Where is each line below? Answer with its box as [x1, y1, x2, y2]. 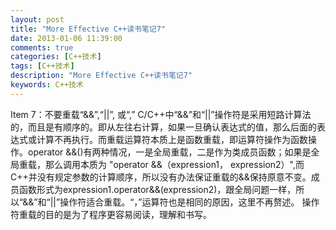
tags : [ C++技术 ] [10, 61, 75, 71]
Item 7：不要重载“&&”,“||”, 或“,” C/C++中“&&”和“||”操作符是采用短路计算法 [10, 108, 312, 120]
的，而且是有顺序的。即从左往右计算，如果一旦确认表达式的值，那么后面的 [10, 121, 317, 133]
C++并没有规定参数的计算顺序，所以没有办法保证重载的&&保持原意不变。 [10, 171, 312, 183]
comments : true [10, 42, 74, 53]
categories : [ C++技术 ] [10, 52, 102, 62]
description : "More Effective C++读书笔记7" [10, 71, 193, 81]
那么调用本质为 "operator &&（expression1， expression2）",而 [44, 158, 305, 170]
